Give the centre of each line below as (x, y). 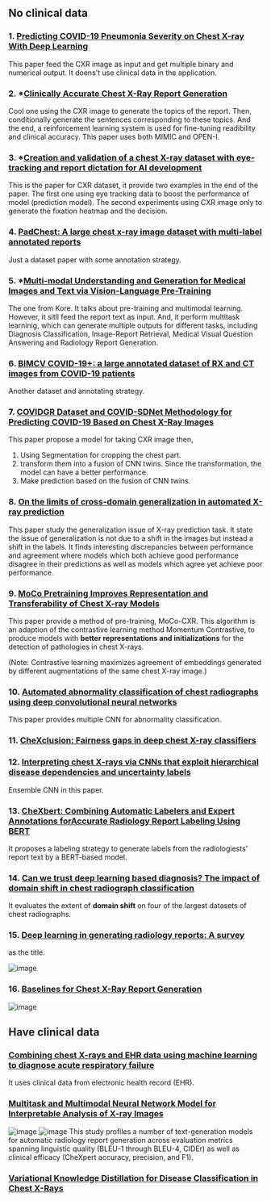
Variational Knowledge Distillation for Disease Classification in (133, 1178)
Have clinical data (54, 1032)
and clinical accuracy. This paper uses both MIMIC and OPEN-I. (114, 136)
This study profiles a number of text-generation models (161, 1131)
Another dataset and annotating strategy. (77, 391)
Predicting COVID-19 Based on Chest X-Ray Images (111, 422)
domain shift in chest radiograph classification (102, 888)
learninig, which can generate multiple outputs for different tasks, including (133, 325)
